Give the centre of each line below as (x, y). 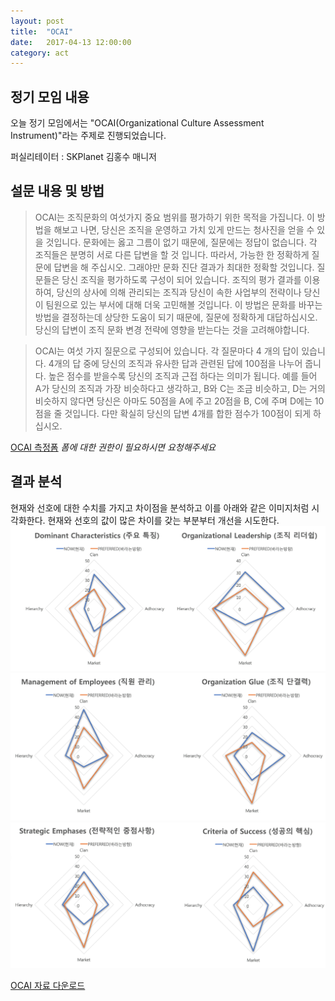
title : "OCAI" (42, 31)
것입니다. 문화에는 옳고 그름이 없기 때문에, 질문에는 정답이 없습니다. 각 (181, 242)
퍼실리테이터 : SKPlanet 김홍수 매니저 (83, 157)
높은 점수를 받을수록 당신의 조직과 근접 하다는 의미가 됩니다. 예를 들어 (183, 376)
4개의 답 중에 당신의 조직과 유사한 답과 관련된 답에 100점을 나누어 (175, 363)
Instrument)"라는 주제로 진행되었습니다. (88, 136)
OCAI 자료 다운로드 (48, 985)
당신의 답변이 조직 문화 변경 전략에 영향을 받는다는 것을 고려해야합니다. (172, 329)
